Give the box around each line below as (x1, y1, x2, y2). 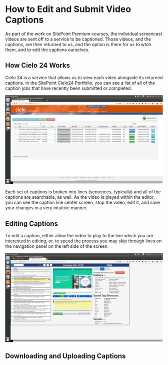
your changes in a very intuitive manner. (5, 205, 88, 211)
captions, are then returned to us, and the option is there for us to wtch (5, 41, 151, 47)
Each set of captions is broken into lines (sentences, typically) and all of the (5, 189, 161, 195)
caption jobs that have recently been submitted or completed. (5, 85, 132, 91)
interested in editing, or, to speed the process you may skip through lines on (5, 238, 162, 244)
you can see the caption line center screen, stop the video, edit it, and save (5, 199, 160, 206)
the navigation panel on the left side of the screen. (5, 243, 109, 249)
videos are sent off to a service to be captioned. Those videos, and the (5, 36, 151, 42)
